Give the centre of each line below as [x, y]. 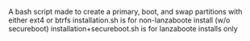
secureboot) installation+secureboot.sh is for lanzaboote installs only [123, 29]
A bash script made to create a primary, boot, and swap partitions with [125, 12]
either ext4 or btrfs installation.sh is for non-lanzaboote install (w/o [119, 20]
